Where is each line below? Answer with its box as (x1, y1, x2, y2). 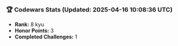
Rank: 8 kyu (14, 21, 44, 28)
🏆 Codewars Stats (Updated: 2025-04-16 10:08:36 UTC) (6, 5, 173, 13)
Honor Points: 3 (14, 27, 54, 34)
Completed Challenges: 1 (14, 33, 78, 40)
